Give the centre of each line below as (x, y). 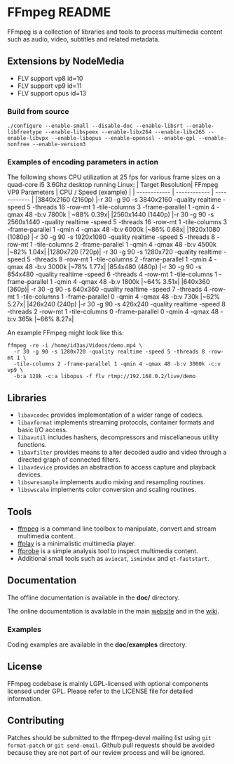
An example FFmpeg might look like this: (66, 333)
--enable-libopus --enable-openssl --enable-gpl (124, 138)
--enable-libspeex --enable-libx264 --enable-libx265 (125, 132)
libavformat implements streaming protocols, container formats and (116, 422)
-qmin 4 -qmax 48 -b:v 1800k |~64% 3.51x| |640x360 (132, 282)
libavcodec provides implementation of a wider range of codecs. (111, 415)
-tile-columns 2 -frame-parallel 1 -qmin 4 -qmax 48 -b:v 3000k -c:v (117, 364)
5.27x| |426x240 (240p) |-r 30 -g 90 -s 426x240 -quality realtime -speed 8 (116, 304)
